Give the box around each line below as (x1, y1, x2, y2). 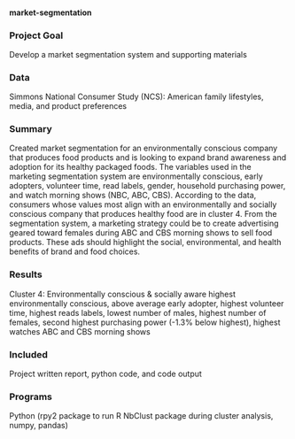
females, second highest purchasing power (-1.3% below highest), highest (9, 317, 281, 327)
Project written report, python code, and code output (9, 368, 202, 380)
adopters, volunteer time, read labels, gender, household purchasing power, (9, 181, 286, 191)
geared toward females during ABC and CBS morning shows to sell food (9, 227, 273, 238)
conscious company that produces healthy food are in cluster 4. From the (9, 209, 277, 219)
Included (9, 348, 49, 360)
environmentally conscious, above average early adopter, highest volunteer (9, 297, 284, 309)
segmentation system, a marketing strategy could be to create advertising (9, 218, 279, 229)
